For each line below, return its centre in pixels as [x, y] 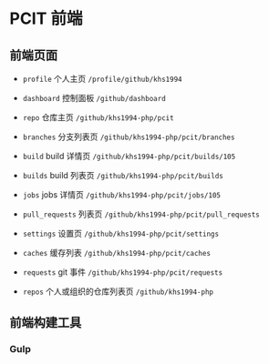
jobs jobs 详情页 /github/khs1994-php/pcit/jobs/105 [122, 195]
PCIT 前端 [47, 19]
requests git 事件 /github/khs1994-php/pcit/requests [123, 272]
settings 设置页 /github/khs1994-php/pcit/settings [121, 233]
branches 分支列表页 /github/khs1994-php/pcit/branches [129, 136]
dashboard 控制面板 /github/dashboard [94, 98]
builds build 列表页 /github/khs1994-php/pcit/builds [123, 175]
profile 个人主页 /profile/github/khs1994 [102, 79]
